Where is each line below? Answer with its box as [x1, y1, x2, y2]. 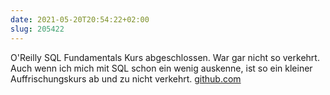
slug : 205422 [10, 24, 65, 34]
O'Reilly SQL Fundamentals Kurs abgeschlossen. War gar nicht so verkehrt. [10, 51, 320, 63]
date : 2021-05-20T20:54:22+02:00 [10, 14, 150, 25]
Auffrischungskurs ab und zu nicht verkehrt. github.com [10, 72, 242, 85]
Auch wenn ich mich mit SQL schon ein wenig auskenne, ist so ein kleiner [10, 62, 313, 74]
